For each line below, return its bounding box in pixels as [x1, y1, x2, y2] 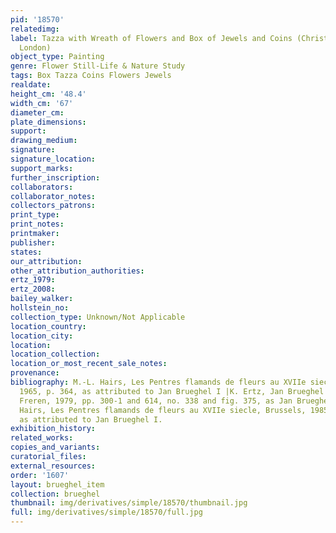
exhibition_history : [10, 424, 97, 434]
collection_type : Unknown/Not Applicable [10, 312, 186, 322]
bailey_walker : [10, 294, 74, 304]
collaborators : [10, 182, 74, 192]
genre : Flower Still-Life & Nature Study [10, 61, 186, 71]
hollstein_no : [10, 303, 70, 313]
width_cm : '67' [10, 98, 74, 108]
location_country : [10, 321, 87, 331]
